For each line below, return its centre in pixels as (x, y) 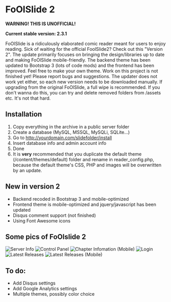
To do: (16, 271)
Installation (24, 114)
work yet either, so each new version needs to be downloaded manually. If (84, 82)
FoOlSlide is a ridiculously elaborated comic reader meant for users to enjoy (85, 43)
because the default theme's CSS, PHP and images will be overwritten (87, 165)
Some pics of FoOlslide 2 (46, 237)
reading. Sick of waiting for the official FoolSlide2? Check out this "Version (84, 49)
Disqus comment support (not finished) (54, 215)
